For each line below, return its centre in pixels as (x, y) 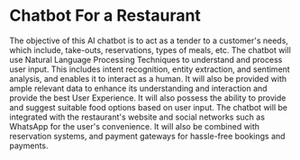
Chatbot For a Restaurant (105, 16)
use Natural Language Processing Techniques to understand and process (146, 59)
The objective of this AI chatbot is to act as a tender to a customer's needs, (149, 40)
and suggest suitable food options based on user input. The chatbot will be (149, 107)
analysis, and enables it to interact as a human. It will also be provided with (148, 78)
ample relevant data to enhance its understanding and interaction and (138, 88)
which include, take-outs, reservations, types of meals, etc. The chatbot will (150, 49)
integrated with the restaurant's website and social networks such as (137, 117)
